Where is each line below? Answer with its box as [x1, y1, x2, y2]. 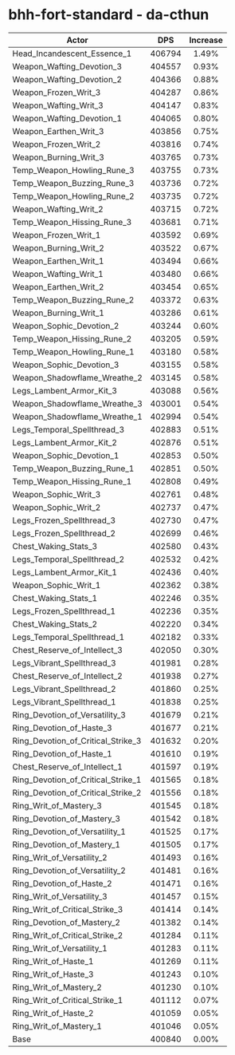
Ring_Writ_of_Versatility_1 [12, 942, 108, 954]
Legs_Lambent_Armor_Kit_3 [12, 385, 118, 396]
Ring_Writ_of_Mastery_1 [12, 1020, 102, 1031]
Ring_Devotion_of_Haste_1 [12, 748, 113, 759]
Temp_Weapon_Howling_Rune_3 [12, 164, 135, 176]
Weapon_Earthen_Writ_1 [12, 255, 104, 267]
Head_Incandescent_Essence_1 [12, 48, 132, 59]
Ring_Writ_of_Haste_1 [12, 955, 94, 966]
